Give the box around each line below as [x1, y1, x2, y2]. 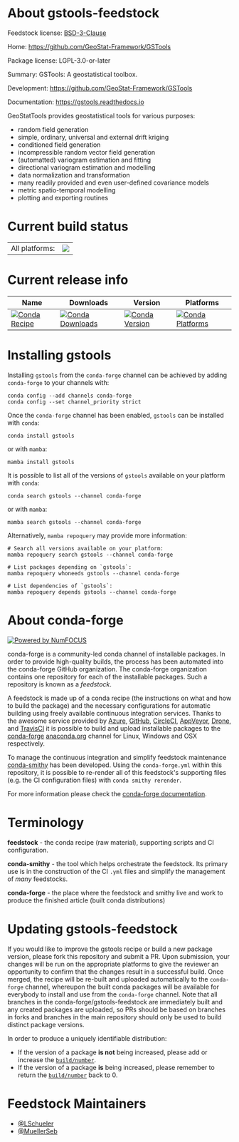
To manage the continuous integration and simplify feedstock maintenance [7, 753, 227, 761]
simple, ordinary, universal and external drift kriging [17, 133, 169, 141]
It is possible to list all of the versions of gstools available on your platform [7, 470, 225, 479]
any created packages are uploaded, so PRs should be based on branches [7, 1005, 226, 1014]
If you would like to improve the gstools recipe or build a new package [7, 945, 213, 953]
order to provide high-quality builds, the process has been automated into [7, 657, 224, 666]
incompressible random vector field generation [17, 148, 156, 156]
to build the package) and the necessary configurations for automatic [7, 701, 211, 710]
